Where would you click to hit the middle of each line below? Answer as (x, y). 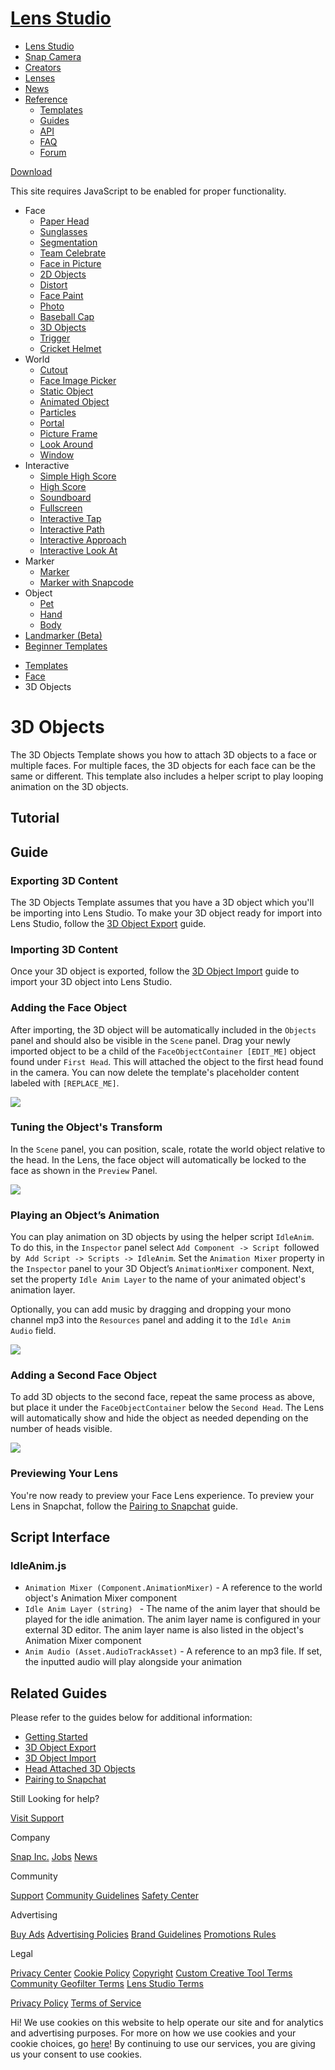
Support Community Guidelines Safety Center (104, 1896)
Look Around (66, 444)
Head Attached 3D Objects (80, 1769)
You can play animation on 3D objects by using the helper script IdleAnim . (162, 1237)
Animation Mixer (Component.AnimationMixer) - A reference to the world (173, 1588)
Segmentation (68, 242)
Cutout (53, 369)
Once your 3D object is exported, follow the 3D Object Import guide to (155, 971)
